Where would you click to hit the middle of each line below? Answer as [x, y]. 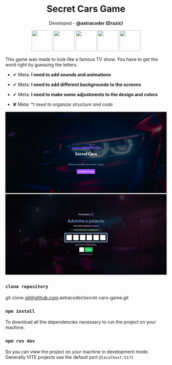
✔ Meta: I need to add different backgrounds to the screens [77, 84]
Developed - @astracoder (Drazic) [86, 23]
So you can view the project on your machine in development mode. [77, 352]
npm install [20, 311]
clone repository [27, 287]
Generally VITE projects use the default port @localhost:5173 [70, 357]
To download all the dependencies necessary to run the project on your [81, 322]
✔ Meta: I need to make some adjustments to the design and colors [85, 94]
